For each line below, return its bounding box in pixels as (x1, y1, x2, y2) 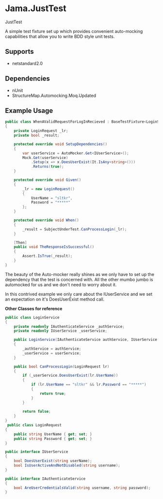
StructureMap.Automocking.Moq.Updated (12, 93, 96, 98)
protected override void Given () (14, 177, 81, 182)
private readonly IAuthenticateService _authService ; (14, 324, 125, 329)
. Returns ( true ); (31, 164, 64, 169)
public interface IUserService (5, 450, 68, 454)
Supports (5, 48, 34, 56)
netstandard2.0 (12, 60, 43, 66)
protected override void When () (14, 218, 79, 223)
